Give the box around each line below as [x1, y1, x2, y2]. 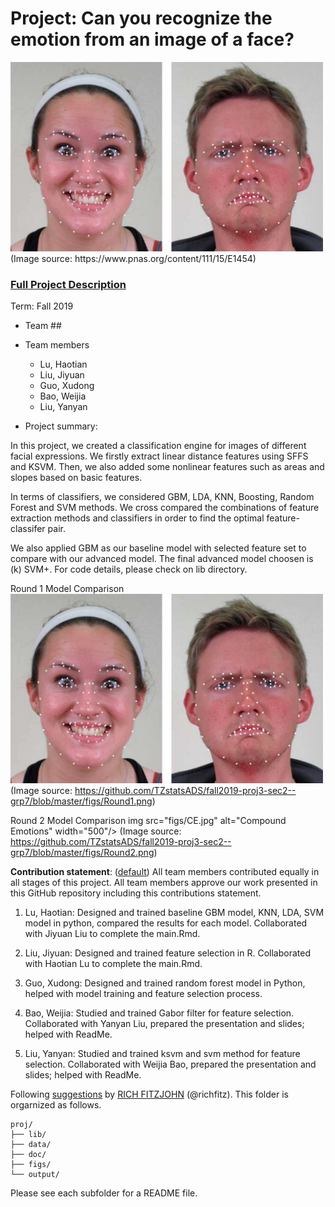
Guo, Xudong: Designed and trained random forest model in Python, [24, 977, 306, 989]
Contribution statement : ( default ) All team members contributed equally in [10, 865, 320, 877]
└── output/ [10, 1169, 60, 1179]
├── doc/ [10, 1149, 47, 1159]
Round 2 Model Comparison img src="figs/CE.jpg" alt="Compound [10, 814, 287, 826]
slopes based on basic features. [10, 471, 143, 483]
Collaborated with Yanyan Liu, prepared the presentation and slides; [24, 1017, 305, 1029]
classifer [10, 522, 46, 534]
